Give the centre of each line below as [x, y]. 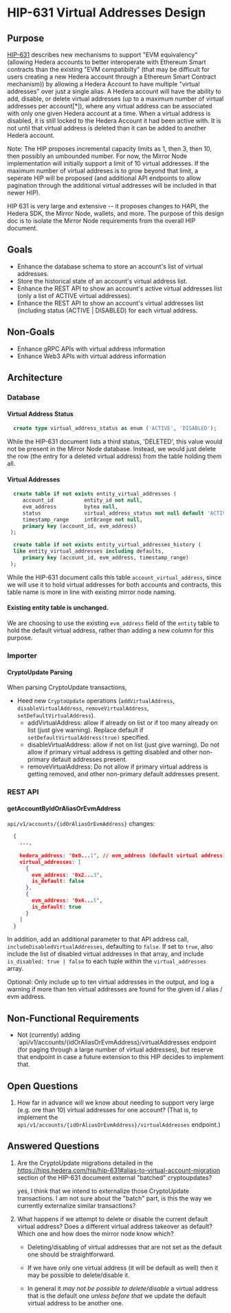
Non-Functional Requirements [73, 1018]
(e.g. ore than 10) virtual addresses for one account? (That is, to [107, 1110]
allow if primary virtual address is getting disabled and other [112, 752]
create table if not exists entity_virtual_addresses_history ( [107, 545]
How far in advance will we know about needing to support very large [115, 1103]
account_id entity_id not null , [82, 501]
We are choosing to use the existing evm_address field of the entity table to [113, 623]
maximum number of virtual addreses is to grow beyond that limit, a [103, 171]
